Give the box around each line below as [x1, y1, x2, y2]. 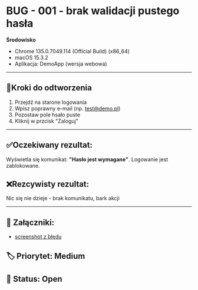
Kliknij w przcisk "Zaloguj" [14, 117, 78, 125]
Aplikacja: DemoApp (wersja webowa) [14, 60, 107, 67]
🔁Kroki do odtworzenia [6, 83, 93, 93]
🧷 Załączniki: [6, 217, 55, 227]
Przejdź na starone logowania [14, 99, 87, 106]
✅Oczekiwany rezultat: [6, 140, 93, 150]
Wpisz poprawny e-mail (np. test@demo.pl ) [14, 105, 121, 112]
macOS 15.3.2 [14, 54, 48, 61]
